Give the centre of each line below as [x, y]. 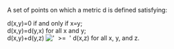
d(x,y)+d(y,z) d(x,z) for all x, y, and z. [74, 38]
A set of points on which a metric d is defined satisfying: [87, 10]
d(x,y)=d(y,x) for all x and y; [47, 31]
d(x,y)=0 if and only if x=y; [45, 23]
